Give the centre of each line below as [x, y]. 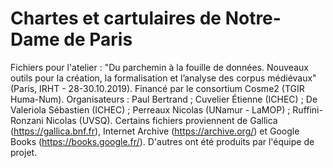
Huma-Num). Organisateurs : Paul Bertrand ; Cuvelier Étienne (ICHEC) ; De [164, 99]
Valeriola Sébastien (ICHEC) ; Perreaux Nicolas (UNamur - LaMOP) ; [150, 109]
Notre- [253, 18]
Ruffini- [307, 109]
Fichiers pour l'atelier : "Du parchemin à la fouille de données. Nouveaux [159, 67]
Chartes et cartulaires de [116, 18]
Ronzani [27, 120]
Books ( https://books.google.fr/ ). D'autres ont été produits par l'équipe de [162, 141]
